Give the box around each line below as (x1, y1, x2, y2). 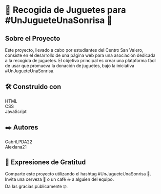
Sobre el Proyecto (5, 34, 60, 43)
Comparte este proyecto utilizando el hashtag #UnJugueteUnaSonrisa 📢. (5, 171, 151, 177)
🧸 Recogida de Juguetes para (5, 4, 126, 16)
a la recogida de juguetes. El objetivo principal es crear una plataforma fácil (5, 58, 157, 63)
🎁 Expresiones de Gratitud (5, 158, 86, 167)
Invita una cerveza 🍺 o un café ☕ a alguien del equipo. (5, 176, 114, 182)
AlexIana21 (5, 144, 27, 150)
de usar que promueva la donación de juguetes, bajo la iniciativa (5, 63, 135, 68)
